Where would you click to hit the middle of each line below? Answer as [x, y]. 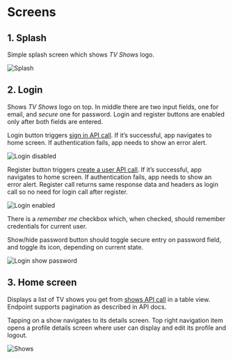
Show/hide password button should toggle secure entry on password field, [114, 239]
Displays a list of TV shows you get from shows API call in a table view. [109, 299]
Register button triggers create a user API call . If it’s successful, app [104, 169]
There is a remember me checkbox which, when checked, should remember [116, 219]
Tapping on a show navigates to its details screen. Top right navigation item [115, 320]
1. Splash [27, 38]
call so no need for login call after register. [68, 192]
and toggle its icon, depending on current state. [75, 247]
